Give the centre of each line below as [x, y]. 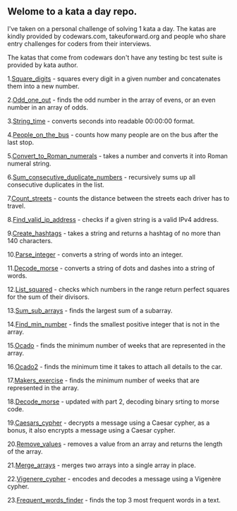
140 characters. [30, 240]
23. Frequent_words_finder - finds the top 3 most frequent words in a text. [114, 500]
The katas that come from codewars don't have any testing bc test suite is [115, 57]
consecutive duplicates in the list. [56, 184]
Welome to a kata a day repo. [72, 12]
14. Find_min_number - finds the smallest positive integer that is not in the [114, 324]
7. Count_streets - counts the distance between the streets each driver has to [119, 198]
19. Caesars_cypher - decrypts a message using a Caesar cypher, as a [109, 423]
